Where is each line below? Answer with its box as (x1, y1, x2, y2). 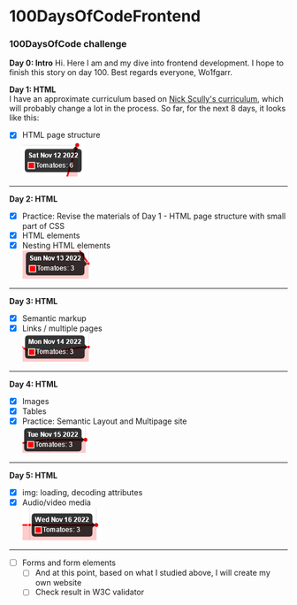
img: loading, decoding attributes (21, 487, 143, 498)
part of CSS (21, 220, 65, 231)
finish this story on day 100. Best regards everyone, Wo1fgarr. (9, 67, 232, 78)
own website (34, 578, 82, 588)
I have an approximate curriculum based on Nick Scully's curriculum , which (9, 94, 285, 104)
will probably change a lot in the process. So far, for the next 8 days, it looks (9, 103, 286, 114)
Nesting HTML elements (21, 240, 110, 250)
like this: (9, 112, 40, 123)
